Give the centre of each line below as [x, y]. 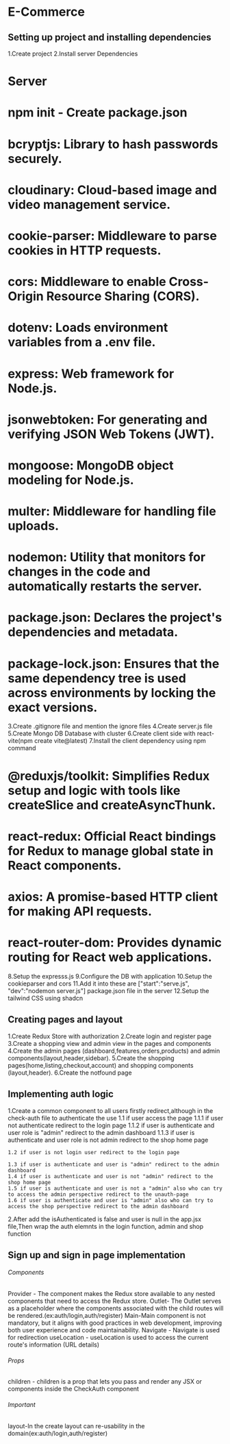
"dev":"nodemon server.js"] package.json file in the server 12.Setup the [108, 990]
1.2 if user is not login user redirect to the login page [94, 1152]
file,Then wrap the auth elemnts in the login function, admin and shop [106, 1226]
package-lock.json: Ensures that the [114, 664]
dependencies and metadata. [93, 632]
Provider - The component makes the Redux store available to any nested [112, 1294]
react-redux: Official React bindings [112, 836]
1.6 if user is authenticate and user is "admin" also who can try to [111, 1200]
